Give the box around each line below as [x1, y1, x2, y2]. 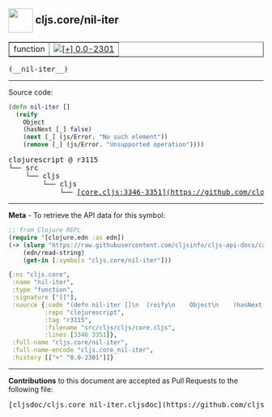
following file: [8, 384, 53, 394]
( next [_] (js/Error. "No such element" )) [23, 133, 168, 142]
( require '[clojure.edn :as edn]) [8, 233, 125, 241]
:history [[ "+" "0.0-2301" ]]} [11, 354, 114, 362]
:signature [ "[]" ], [11, 293, 79, 302]
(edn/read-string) [23, 249, 85, 257]
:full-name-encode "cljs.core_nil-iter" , [11, 346, 154, 355]
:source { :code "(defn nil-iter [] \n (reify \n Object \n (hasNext [11, 300, 263, 308]
